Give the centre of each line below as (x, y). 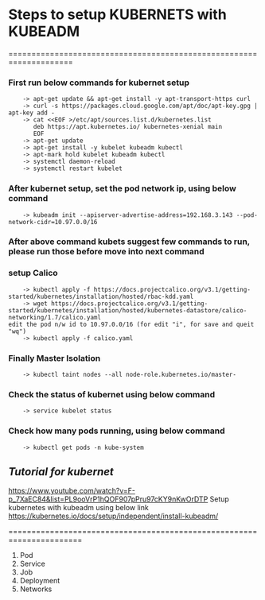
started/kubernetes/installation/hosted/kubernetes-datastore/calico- (128, 310)
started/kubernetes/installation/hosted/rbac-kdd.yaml (101, 296)
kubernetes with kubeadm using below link (78, 508)
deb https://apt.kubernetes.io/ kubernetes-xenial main (128, 127)
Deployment (40, 581)
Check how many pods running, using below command (117, 431)
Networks (36, 589)
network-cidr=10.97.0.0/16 (53, 222)
